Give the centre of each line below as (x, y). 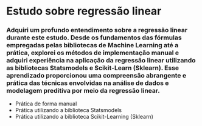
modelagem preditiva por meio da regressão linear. (83, 91)
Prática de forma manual (46, 104)
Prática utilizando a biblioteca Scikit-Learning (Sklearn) (84, 117)
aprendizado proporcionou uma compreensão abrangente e (96, 76)
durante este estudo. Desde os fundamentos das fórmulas (94, 38)
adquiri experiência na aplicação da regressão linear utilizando (101, 61)
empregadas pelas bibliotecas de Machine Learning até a (92, 45)
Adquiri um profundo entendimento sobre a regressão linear (97, 30)
